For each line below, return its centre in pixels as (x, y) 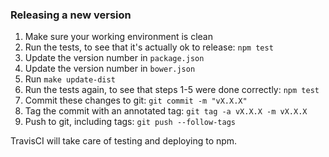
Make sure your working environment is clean (118, 37)
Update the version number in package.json (114, 58)
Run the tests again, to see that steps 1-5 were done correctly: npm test (172, 90)
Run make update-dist (70, 79)
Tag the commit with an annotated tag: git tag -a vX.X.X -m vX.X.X (166, 111)
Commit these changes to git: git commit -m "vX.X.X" (136, 100)
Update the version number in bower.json (110, 69)
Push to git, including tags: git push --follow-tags (130, 122)
